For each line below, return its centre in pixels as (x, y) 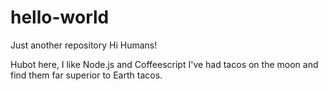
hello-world (60, 17)
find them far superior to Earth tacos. (86, 75)
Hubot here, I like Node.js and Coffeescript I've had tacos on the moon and (164, 64)
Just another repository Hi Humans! (84, 45)
